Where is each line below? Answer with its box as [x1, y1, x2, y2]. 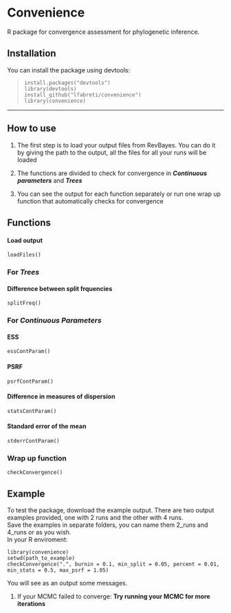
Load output [7, 236, 43, 244]
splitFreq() [7, 300, 41, 307]
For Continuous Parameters [7, 316, 102, 325]
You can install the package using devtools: [7, 66, 131, 74]
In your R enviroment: [7, 536, 68, 544]
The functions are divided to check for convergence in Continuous [16, 169, 208, 177]
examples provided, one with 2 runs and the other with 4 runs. [7, 514, 184, 522]
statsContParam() [7, 408, 57, 414]
